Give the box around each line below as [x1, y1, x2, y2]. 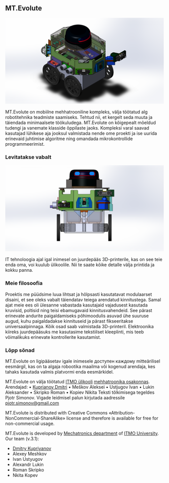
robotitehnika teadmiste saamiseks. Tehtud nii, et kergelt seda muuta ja [5, 114, 152, 120]
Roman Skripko [12, 467, 44, 473]
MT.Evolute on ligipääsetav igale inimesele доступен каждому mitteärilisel [5, 358, 160, 365]
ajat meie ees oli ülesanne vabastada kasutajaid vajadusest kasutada [5, 302, 148, 308]
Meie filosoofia [5, 280, 43, 287]
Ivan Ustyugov [12, 456, 43, 462]
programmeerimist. [5, 141, 45, 147]
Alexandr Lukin [12, 461, 44, 468]
